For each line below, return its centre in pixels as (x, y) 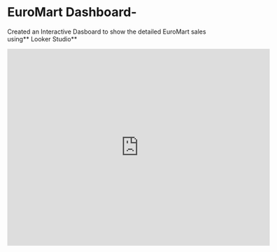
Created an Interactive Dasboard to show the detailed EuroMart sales (107, 31)
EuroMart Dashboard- (72, 12)
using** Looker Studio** (42, 38)
